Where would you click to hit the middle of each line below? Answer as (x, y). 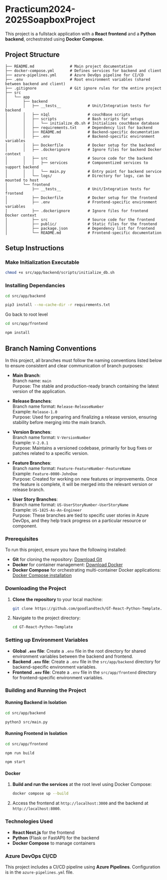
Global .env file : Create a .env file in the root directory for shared (79, 651)
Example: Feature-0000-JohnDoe (45, 474)
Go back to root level (27, 314)
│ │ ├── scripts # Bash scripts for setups (74, 119)
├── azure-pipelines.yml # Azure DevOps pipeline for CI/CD (74, 75)
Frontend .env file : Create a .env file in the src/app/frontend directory (84, 672)
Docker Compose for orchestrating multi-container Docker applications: (86, 570)
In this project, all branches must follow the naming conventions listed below (83, 360)
